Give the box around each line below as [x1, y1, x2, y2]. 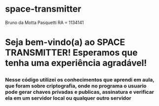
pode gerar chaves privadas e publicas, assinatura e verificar [5, 89, 155, 96]
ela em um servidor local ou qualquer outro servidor [5, 95, 132, 102]
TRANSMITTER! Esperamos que [5, 47, 138, 58]
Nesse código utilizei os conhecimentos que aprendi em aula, [5, 77, 155, 84]
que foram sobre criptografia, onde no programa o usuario [5, 83, 147, 89]
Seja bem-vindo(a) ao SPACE [5, 37, 125, 48]
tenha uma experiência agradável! [5, 58, 147, 69]
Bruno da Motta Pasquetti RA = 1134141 [5, 20, 84, 25]
